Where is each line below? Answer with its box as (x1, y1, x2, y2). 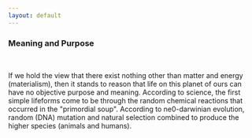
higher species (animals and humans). (8, 121, 132, 130)
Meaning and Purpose (8, 37, 94, 48)
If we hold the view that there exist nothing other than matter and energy (8, 70, 243, 80)
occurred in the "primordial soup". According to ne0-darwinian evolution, (8, 104, 245, 114)
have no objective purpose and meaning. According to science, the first (8, 88, 241, 97)
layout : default (8, 11, 61, 20)
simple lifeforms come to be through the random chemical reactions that (8, 95, 243, 105)
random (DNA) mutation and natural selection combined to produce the (8, 112, 239, 122)
